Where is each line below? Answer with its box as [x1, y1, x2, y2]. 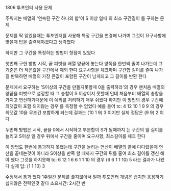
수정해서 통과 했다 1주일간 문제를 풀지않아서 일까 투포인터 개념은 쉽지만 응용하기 [5, 174, 164, 180]
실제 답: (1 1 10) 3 [10, 163, 45, 169]
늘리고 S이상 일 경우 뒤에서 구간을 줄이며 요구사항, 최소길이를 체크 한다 [5, 133, 145, 139]
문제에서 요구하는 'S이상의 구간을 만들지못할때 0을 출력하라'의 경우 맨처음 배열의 [5, 84, 165, 90]
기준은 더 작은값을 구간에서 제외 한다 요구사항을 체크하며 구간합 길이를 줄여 [5, 67, 154, 73]
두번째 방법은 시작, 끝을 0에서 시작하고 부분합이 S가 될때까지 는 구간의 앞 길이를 [5, 127, 163, 132]
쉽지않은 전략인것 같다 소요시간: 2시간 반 [5, 180, 86, 186]
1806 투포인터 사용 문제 [5, 5, 53, 10]
